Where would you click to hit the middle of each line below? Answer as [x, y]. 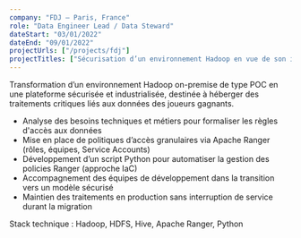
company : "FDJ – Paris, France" [69, 17]
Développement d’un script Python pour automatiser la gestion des [146, 159]
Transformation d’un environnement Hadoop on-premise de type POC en [144, 85]
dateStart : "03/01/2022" [56, 34]
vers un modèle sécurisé [68, 187]
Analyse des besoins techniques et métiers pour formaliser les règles [150, 121]
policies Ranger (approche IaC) [80, 168]
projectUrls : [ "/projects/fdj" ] [69, 51]
